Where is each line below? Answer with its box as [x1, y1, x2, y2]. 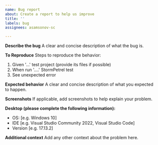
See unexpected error [12, 72, 56, 78]
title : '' [5, 16, 25, 21]
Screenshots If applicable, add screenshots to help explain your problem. [5, 96, 153, 102]
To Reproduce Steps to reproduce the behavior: [5, 52, 101, 58]
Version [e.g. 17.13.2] [12, 125, 53, 131]
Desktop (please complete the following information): [5, 106, 116, 111]
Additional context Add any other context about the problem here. [5, 135, 139, 141]
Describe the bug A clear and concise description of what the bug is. [5, 43, 144, 49]
